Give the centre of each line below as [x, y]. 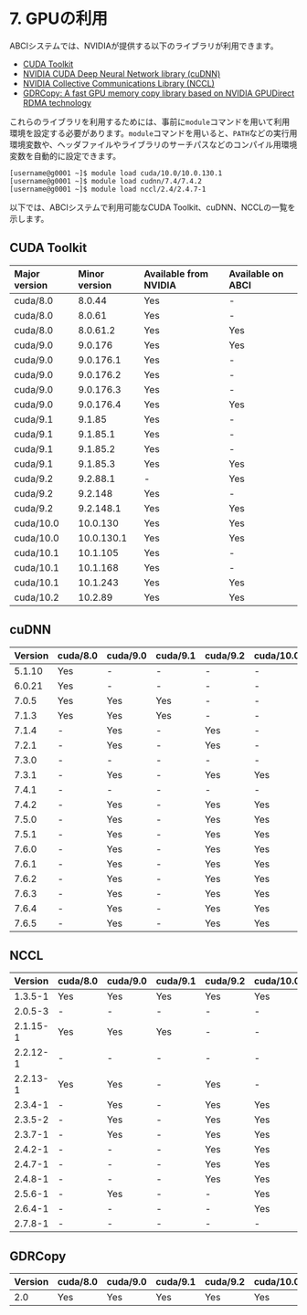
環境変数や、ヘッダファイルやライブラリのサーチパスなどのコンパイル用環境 [153, 144]
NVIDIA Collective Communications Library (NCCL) [118, 83]
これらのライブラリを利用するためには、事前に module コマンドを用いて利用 [150, 121]
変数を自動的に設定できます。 [65, 155]
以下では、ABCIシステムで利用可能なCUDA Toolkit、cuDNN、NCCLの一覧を [153, 207]
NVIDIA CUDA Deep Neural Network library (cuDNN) [122, 73]
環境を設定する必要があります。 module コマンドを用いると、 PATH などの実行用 [153, 132]
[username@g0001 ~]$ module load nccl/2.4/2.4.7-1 [108, 189]
